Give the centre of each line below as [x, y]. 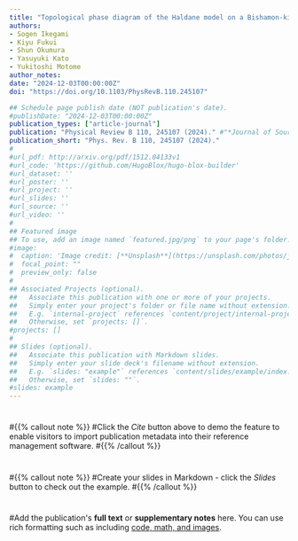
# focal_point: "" [45, 264]
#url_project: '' [41, 190]
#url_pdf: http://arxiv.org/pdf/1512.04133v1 [94, 157]
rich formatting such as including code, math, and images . [115, 527]
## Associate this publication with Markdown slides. [114, 355]
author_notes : [35, 75]
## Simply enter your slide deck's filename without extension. [134, 363]
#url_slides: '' [39, 199]
